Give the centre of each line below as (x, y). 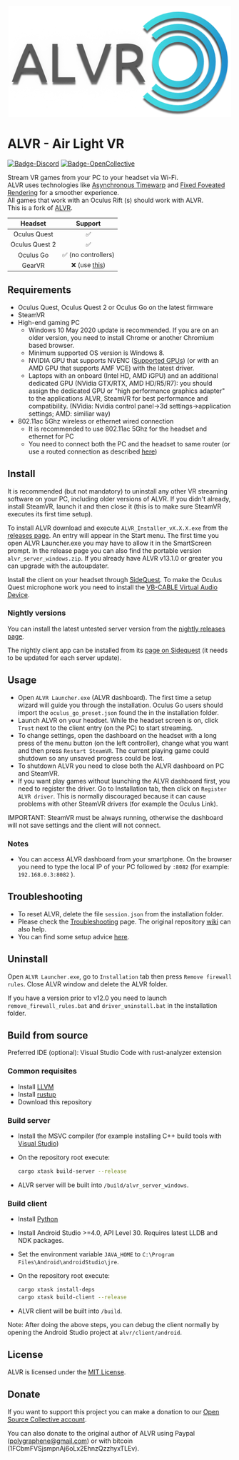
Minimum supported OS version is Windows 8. (96, 353)
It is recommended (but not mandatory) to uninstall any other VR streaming (117, 491)
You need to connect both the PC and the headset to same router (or (129, 444)
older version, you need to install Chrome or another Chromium (121, 337)
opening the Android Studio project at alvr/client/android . (95, 1332)
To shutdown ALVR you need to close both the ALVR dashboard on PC (121, 766)
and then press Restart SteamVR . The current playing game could (113, 750)
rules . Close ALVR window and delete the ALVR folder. (88, 984)
